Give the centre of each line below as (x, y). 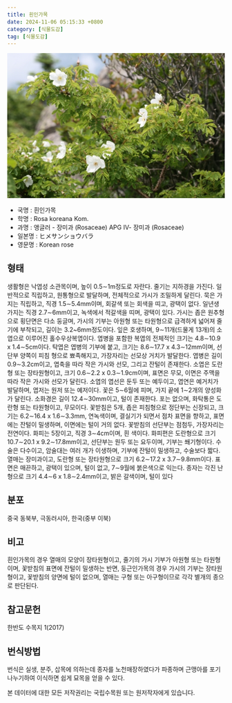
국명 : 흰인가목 (37, 210)
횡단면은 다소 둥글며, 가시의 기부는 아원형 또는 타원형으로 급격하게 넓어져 (117, 320)
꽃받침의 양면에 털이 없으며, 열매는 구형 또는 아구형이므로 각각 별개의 (119, 577)
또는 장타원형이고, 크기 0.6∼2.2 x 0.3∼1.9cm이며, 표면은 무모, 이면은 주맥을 (117, 372)
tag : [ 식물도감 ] (28, 37)
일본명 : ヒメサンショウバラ (56, 235)
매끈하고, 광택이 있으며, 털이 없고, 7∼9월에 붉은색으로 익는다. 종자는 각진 (118, 468)
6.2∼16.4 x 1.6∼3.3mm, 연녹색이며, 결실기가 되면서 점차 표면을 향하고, (116, 416)
